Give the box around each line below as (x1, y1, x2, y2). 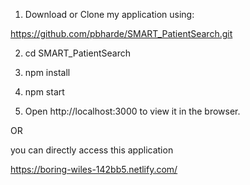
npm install (24, 67, 71, 78)
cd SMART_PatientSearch (24, 47, 131, 59)
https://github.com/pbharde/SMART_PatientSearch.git (10, 28, 233, 39)
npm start (24, 86, 65, 98)
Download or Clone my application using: (24, 9, 195, 20)
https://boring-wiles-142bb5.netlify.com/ (10, 164, 178, 175)
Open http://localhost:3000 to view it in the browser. (24, 105, 241, 117)
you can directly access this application (10, 144, 174, 156)
